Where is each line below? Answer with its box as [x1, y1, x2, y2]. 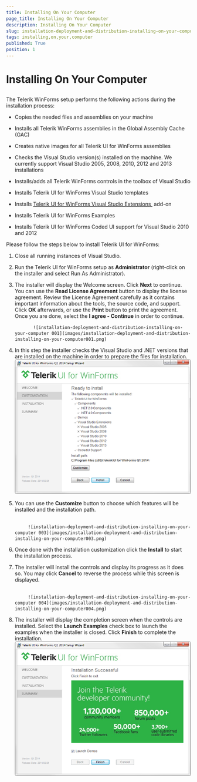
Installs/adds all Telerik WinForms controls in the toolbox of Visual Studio [14, 178, 191, 185]
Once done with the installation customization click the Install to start [14, 546, 182, 553]
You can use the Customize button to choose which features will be [14, 500, 179, 507]
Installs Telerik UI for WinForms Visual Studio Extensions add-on [14, 200, 172, 208]
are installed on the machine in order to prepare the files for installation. [14, 353, 188, 360]
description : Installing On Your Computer [6, 22, 111, 28]
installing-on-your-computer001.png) [14, 337, 107, 343]
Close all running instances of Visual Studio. [14, 253, 121, 260]
